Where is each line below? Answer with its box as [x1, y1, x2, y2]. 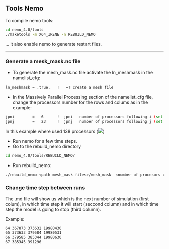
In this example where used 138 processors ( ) [5, 128, 105, 135]
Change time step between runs [5, 184, 86, 191]
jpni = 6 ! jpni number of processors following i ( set [5, 114, 163, 119]
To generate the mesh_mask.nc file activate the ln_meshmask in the [12, 69, 153, 75]
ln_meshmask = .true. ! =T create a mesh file [5, 85, 114, 90]
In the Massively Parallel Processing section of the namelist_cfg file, [12, 94, 153, 100]
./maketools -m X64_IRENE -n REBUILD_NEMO [5, 32, 96, 37]
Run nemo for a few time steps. [12, 138, 77, 144]
